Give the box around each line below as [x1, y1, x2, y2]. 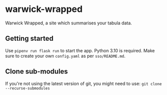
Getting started [5, 34, 54, 43]
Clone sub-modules [5, 67, 68, 76]
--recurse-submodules [5, 86, 50, 91]
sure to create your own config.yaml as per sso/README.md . [5, 53, 126, 59]
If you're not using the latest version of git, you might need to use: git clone [5, 81, 162, 87]
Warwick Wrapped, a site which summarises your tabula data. [5, 20, 132, 26]
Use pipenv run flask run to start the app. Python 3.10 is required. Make [5, 47, 155, 53]
